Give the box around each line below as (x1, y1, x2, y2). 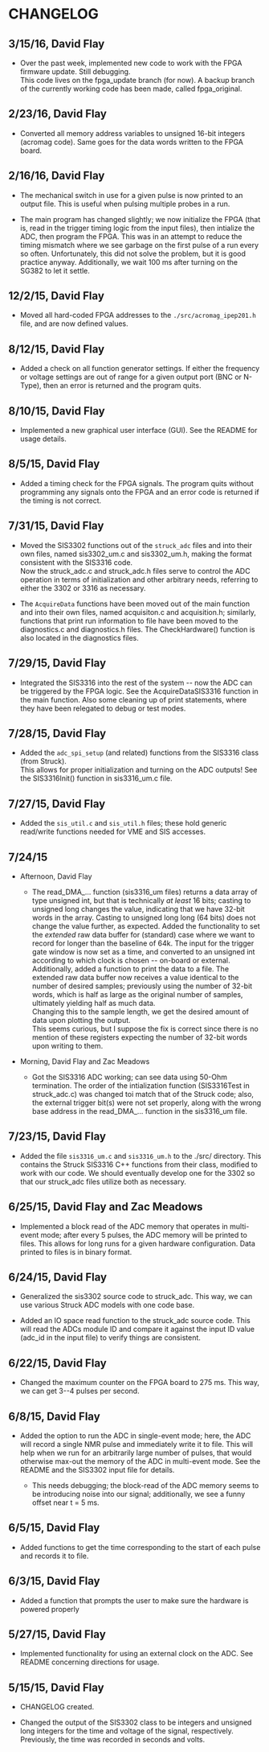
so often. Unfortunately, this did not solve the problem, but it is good (19, 249, 247, 258)
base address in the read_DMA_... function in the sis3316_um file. (31, 1106, 247, 1115)
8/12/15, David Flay (8, 342, 105, 356)
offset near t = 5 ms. (31, 1498, 100, 1507)
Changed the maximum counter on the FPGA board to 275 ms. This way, (19, 1378, 259, 1387)
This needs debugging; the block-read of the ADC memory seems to (31, 1481, 259, 1490)
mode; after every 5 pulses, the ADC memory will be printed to (40, 1230, 247, 1239)
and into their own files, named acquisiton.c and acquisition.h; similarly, (19, 607, 257, 616)
